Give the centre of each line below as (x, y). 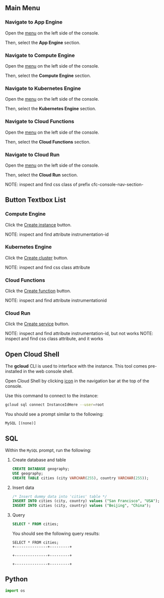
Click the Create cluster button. (37, 258)
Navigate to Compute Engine (40, 55)
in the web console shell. (48, 372)
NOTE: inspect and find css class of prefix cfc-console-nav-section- (74, 184)
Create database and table (39, 460)
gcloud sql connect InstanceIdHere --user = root (55, 405)
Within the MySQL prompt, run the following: (48, 450)
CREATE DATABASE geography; (41, 469)
